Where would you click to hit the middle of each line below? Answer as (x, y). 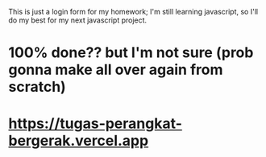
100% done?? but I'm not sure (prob (131, 53)
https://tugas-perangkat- (96, 124)
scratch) (37, 87)
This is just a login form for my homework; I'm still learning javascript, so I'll (133, 12)
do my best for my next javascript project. (78, 20)
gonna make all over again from (116, 70)
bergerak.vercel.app (79, 141)
